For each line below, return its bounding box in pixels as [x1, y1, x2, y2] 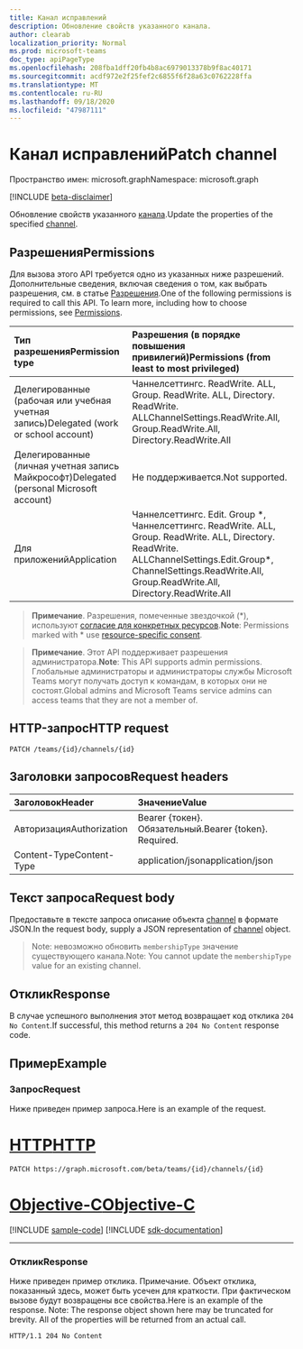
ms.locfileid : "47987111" [9, 106, 106, 115]
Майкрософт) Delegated [14, 471, 117, 483]
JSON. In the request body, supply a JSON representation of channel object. [9, 923, 291, 934]
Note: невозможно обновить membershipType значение [31, 941, 239, 952]
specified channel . [9, 218, 78, 230]
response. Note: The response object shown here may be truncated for [9, 1305, 274, 1316]
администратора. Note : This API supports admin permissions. [31, 656, 263, 667]
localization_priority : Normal [9, 38, 127, 48]
